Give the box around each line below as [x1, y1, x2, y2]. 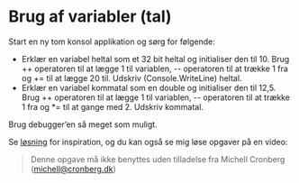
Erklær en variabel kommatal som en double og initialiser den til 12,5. [21, 82, 276, 93]
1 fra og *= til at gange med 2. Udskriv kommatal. [21, 101, 204, 112]
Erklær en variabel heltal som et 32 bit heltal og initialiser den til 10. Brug [21, 53, 290, 64]
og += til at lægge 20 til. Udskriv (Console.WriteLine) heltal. [21, 72, 242, 83]
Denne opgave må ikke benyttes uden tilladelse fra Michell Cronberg [30, 153, 285, 164]
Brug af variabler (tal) [8, 6, 172, 27]
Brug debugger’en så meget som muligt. [8, 119, 159, 130]
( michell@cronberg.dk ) [30, 163, 116, 174]
